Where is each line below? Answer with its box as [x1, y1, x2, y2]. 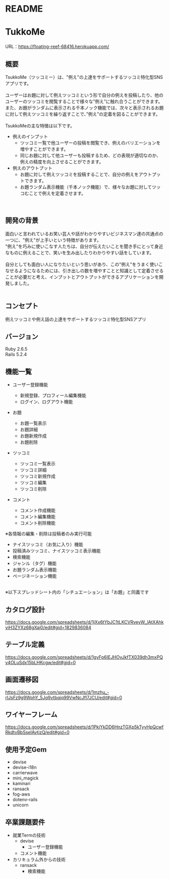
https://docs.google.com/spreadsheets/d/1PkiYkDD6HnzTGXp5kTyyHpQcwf [5, 724, 164, 730]
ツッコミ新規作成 [20, 473, 56, 479]
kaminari [12, 780, 31, 787]
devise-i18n [12, 764, 37, 770]
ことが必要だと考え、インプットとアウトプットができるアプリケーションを [5, 274, 159, 280]
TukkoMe [5, 26, 45, 38]
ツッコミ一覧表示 [20, 461, 56, 467]
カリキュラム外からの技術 [12, 857, 66, 863]
